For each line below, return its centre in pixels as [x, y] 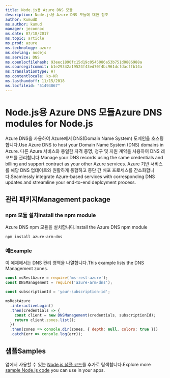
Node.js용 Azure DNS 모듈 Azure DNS [84, 112]
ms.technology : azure [28, 48]
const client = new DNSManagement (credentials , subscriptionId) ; [85, 315]
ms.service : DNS [22, 57]
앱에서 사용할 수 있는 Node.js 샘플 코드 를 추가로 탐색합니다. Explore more [78, 364]
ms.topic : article [25, 39]
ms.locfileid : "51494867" [33, 85]
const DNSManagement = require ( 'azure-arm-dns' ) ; [59, 283]
